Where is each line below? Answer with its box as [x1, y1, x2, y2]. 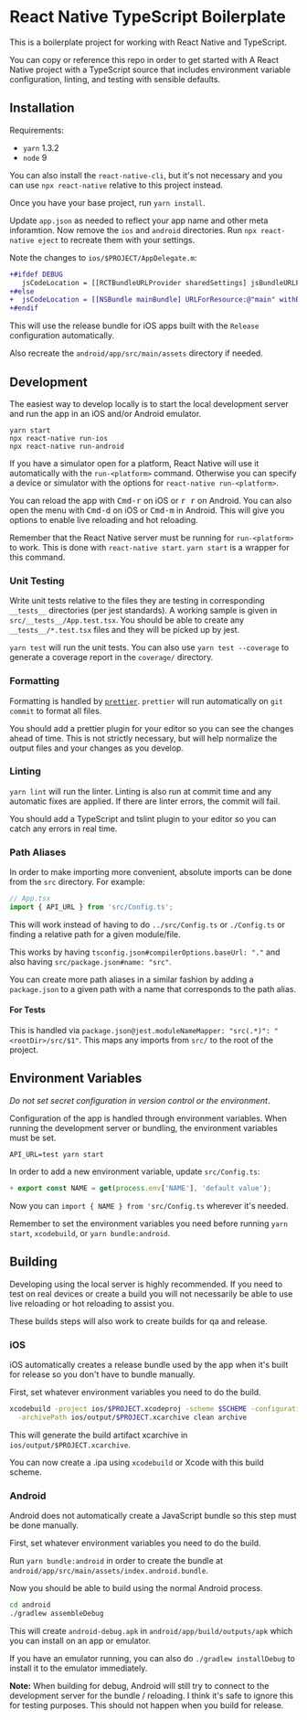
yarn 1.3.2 [22, 142, 59, 153]
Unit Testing [9, 574, 65, 587]
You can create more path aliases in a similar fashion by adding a [9, 974, 254, 985]
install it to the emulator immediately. [9, 1662, 148, 1673]
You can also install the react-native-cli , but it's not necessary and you [9, 169, 283, 180]
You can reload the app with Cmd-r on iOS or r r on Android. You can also [9, 495, 292, 506]
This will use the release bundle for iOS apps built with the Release [9, 320, 259, 331]
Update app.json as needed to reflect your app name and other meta [9, 215, 269, 226]
